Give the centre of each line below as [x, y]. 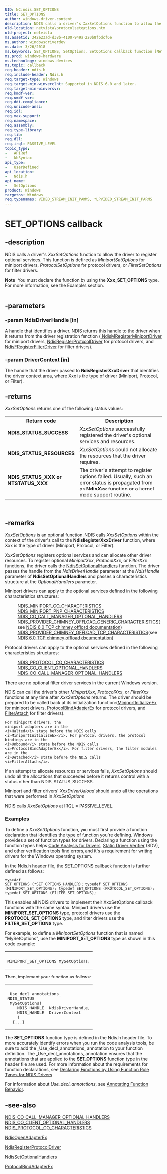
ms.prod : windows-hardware [33, 56]
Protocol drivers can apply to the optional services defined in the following [82, 648]
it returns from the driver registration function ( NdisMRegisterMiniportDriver [83, 336]
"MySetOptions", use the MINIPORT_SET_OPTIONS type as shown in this [80, 939]
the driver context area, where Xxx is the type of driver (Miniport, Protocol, [82, 376]
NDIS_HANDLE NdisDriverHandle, [54, 1008]
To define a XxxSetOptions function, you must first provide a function [76, 830]
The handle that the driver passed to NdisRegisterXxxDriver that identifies [82, 371]
